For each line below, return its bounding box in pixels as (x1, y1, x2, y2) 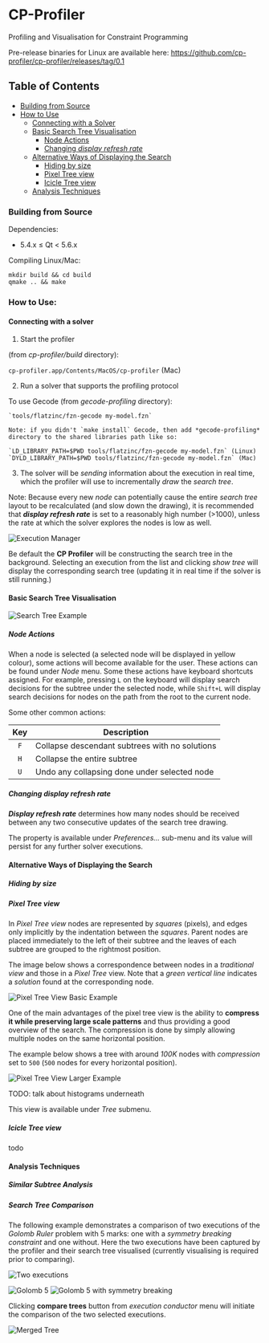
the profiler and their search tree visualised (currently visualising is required (8, 1246, 259, 1256)
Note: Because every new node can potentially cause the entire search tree (8, 492, 259, 503)
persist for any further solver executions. (8, 841, 143, 852)
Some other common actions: (8, 708, 106, 718)
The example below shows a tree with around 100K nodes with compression (8, 1049, 261, 1059)
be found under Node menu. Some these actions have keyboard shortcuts (8, 666, 254, 676)
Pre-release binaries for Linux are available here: (8, 47, 169, 57)
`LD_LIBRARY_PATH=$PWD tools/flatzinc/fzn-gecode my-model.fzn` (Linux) (8, 447, 257, 455)
